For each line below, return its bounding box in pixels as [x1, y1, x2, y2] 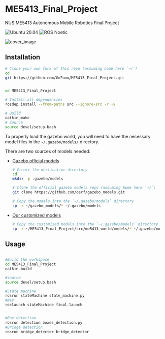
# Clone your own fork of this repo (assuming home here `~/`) [5, 66, 138, 71]
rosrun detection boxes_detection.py [5, 320, 83, 325]
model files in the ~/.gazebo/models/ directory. [5, 139, 99, 145]
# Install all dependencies [5, 97, 63, 102]
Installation [5, 53, 40, 62]
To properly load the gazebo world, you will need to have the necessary [5, 133, 151, 139]
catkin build [5, 266, 32, 271]
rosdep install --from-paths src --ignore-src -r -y [5, 102, 116, 107]
